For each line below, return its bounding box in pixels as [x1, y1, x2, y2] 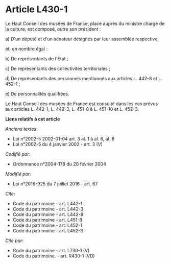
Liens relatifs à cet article [5, 116, 60, 122]
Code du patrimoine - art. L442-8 [12, 211, 84, 218]
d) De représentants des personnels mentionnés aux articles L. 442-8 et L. [5, 75, 162, 81]
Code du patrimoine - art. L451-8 [12, 217, 83, 223]
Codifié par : [5, 151, 31, 157]
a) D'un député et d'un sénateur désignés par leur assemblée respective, [5, 36, 159, 42]
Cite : [5, 190, 15, 197]
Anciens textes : [5, 126, 38, 132]
